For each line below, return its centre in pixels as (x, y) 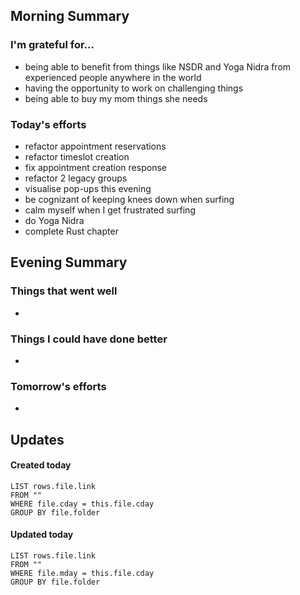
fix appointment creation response (95, 167)
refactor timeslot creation (77, 156)
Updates (37, 439)
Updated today (42, 535)
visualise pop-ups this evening (88, 188)
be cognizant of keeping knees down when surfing (129, 199)
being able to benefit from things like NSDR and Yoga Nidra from (158, 66)
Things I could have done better (89, 339)
